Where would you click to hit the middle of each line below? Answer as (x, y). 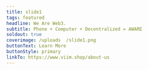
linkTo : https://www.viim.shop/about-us (58, 57)
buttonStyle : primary (34, 52)
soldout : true (24, 35)
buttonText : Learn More (36, 46)
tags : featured (25, 18)
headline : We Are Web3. (36, 23)
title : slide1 (24, 12)
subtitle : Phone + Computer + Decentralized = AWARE (74, 29)
